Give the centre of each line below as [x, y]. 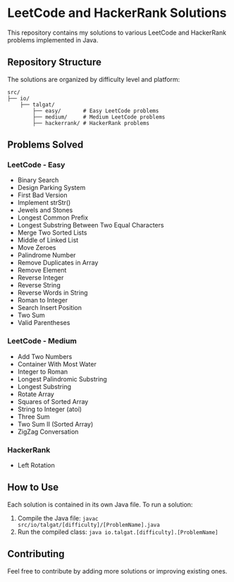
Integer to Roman [43, 372]
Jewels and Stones [45, 210]
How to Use [33, 488]
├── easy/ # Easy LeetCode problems [96, 111]
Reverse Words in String [53, 293]
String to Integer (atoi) [50, 409]
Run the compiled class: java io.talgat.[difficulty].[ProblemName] [118, 532]
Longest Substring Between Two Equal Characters [91, 225]
